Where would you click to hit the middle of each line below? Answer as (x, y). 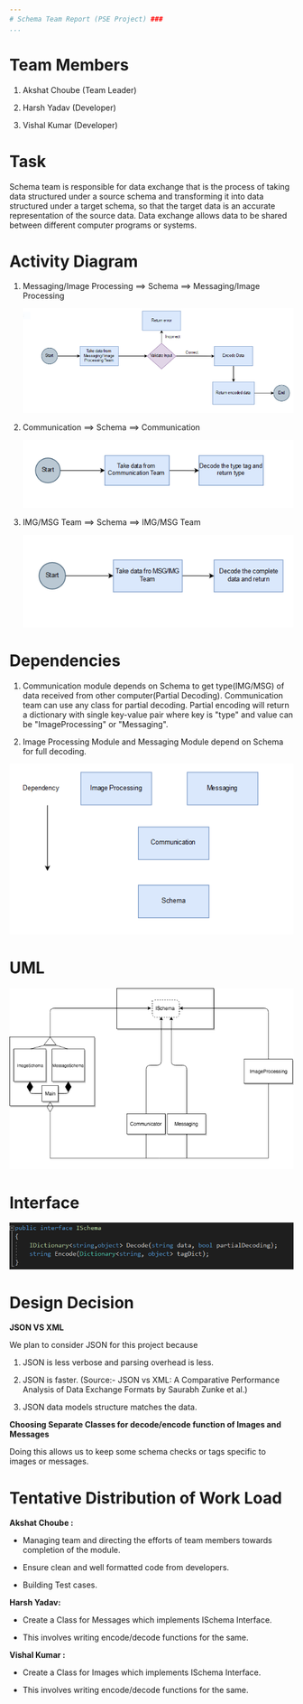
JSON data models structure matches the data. (110, 1407)
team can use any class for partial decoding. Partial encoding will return (156, 705)
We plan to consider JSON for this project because (104, 1345)
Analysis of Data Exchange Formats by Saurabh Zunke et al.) (135, 1390)
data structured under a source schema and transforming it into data (137, 196)
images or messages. (49, 1461)
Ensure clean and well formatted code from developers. (126, 1568)
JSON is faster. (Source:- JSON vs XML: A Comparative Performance (151, 1380)
